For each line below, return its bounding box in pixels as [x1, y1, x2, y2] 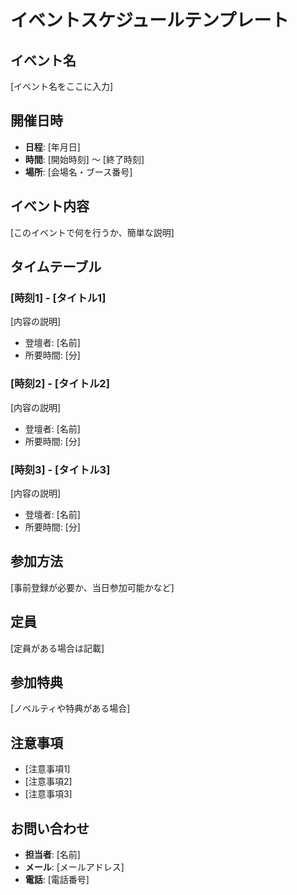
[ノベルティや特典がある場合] [10, 702, 131, 715]
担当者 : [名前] [24, 848, 81, 860]
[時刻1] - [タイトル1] [10, 291, 107, 305]
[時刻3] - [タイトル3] [10, 462, 111, 476]
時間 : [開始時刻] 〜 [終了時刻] [24, 153, 145, 165]
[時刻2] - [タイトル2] [10, 377, 110, 391]
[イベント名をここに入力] [10, 81, 114, 92]
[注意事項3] [24, 788, 73, 800]
